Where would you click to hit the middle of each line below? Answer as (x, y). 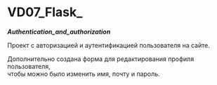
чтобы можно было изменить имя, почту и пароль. (84, 74)
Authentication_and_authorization (59, 32)
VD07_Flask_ (45, 12)
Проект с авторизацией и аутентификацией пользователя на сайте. (109, 45)
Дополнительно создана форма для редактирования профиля (101, 59)
